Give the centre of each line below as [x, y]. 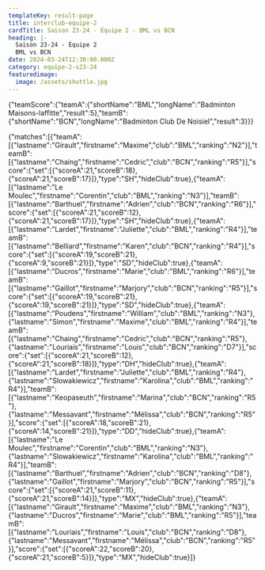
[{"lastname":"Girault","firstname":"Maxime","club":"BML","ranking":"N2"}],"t [133, 145]
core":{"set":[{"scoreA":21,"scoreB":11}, [72, 490]
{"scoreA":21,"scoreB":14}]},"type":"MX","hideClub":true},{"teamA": [118, 498]
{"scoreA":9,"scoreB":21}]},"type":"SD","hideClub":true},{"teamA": [115, 263]
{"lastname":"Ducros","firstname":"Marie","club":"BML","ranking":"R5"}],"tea [132, 515]
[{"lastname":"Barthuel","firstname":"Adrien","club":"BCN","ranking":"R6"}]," [132, 203]
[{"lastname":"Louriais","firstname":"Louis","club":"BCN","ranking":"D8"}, [127, 532]
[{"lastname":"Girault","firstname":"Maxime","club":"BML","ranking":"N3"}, [129, 507]
